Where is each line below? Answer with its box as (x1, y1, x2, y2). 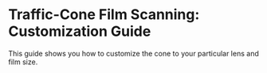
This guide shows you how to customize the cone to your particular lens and (8, 48, 259, 58)
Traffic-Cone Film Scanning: (8, 6, 200, 24)
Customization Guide (8, 22, 151, 40)
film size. (8, 57, 38, 67)
